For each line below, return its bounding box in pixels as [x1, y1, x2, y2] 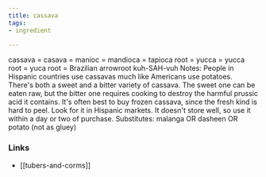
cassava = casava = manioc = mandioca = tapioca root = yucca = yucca [8, 55, 245, 64]
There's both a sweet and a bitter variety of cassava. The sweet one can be [8, 80, 256, 90]
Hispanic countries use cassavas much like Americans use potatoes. [8, 72, 233, 82]
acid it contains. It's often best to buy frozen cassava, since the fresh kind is [8, 97, 258, 107]
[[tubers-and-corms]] [19, 160, 91, 170]
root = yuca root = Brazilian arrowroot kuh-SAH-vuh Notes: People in [8, 63, 234, 73]
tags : [8, 19, 26, 27]
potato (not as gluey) [8, 122, 77, 132]
